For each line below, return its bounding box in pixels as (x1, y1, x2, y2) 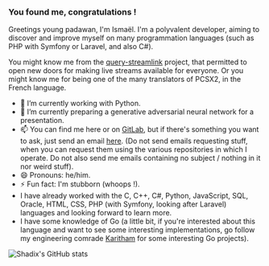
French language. (8, 83, 67, 92)
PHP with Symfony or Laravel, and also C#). (8, 42, 154, 51)
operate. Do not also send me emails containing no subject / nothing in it (19, 153, 261, 163)
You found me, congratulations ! (8, 6, 137, 18)
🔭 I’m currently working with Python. (19, 99, 141, 108)
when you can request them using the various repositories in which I (19, 145, 247, 154)
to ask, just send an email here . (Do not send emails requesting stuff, (19, 136, 248, 146)
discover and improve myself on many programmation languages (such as (8, 33, 255, 43)
